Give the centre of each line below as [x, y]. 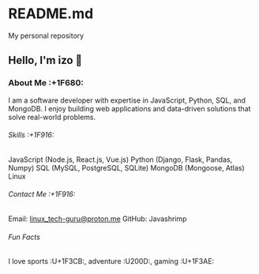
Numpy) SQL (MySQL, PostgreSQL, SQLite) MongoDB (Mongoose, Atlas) [126, 167]
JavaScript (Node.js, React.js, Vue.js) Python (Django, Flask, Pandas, [120, 160]
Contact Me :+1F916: [42, 194]
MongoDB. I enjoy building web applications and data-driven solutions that [129, 108]
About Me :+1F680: [46, 83]
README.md [51, 14]
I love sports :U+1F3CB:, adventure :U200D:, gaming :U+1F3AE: [111, 261]
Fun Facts [24, 237]
